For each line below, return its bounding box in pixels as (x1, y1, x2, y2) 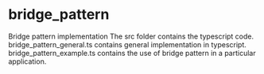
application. (8, 57, 47, 66)
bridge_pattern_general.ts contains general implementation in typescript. (8, 39, 247, 49)
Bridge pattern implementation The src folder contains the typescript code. (8, 31, 254, 41)
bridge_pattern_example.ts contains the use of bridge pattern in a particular (8, 48, 256, 57)
